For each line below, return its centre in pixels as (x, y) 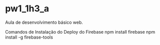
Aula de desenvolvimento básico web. (44, 22)
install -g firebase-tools (29, 37)
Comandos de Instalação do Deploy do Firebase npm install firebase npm (80, 32)
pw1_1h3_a (27, 9)
